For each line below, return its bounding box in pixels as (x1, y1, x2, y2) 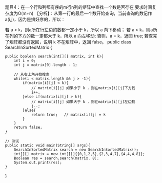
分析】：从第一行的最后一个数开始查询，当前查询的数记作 (39, 10, 152, 16)
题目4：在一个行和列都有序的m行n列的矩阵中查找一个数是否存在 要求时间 (5, 4, 152, 10)
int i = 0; (14, 58, 36, 63)
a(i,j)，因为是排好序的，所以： (5, 17, 65, 22)
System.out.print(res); (14, 160, 62, 165)
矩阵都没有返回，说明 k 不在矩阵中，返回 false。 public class (9, 39, 132, 45)
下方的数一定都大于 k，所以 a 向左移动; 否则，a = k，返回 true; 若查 (18, 33, 153, 39)
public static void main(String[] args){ (5, 143, 91, 148)
